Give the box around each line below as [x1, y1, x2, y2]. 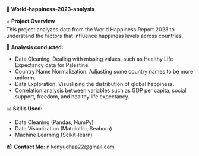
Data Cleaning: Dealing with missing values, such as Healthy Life [14, 55, 173, 62]
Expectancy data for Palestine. [14, 62, 90, 68]
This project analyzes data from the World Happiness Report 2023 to [6, 26, 175, 33]
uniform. [14, 74, 36, 81]
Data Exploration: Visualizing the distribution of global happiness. [14, 81, 175, 87]
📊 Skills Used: [6, 105, 43, 112]
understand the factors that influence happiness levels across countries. [6, 33, 184, 39]
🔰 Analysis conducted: [6, 44, 64, 50]
